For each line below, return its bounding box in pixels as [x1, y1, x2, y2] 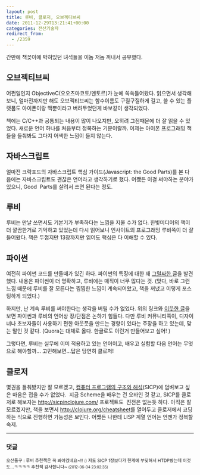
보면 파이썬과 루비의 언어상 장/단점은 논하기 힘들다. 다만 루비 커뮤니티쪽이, [6, 312, 178, 319]
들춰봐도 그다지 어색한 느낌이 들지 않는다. [17, 132, 113, 139]
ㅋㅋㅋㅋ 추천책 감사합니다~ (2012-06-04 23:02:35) [14, 464, 108, 470]
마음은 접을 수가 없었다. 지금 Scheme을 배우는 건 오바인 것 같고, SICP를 [12, 391, 180, 398]
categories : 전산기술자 [6, 25, 59, 32]
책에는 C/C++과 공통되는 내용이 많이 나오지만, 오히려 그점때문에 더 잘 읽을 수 [6, 117, 185, 124]
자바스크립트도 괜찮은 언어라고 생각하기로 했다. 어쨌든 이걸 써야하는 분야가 [21, 175, 194, 182]
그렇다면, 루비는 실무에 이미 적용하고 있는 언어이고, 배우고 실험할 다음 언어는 [6, 340, 183, 347]
